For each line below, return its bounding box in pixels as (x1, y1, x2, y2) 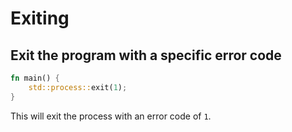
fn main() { (10, 73, 60, 83)
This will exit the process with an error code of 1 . (10, 110, 212, 122)
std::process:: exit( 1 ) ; (28, 82, 128, 92)
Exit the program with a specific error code (10, 47, 282, 64)
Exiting (10, 7, 70, 30)
